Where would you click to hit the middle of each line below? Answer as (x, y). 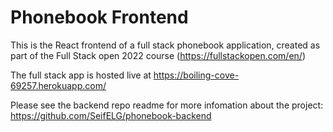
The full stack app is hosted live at (81, 75)
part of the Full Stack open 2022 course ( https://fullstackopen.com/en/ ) (158, 55)
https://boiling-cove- (196, 75)
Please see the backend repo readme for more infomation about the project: (167, 105)
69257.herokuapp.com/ (58, 85)
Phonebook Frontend (99, 17)
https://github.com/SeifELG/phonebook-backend (111, 115)
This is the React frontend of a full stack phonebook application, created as (165, 45)
